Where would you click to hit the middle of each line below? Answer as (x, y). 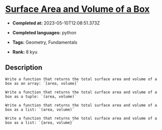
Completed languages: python (44, 32)
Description (24, 67)
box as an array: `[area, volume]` (42, 83)
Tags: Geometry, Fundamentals (45, 42)
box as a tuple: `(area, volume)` (41, 96)
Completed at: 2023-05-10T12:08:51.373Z (56, 23)
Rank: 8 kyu (25, 52)
